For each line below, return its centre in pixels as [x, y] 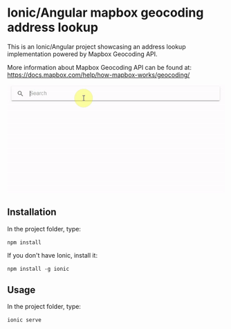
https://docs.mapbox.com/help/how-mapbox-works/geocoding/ [99, 75]
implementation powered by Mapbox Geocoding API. [82, 54]
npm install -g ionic [38, 269]
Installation [32, 212]
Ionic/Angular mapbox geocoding [105, 13]
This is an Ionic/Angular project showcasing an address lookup [96, 46]
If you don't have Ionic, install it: [53, 255]
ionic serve [24, 320]
